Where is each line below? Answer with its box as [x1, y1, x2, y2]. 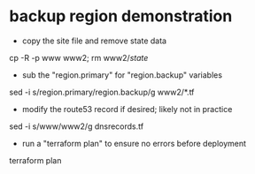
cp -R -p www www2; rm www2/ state [9, 52, 149, 63]
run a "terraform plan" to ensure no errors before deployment [21, 138, 246, 148]
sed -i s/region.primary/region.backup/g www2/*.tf [9, 87, 195, 97]
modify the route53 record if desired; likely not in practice [21, 103, 233, 114]
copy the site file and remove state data [21, 35, 166, 46]
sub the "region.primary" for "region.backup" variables [21, 69, 223, 80]
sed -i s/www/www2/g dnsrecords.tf [9, 121, 144, 132]
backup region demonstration [9, 6, 233, 26]
